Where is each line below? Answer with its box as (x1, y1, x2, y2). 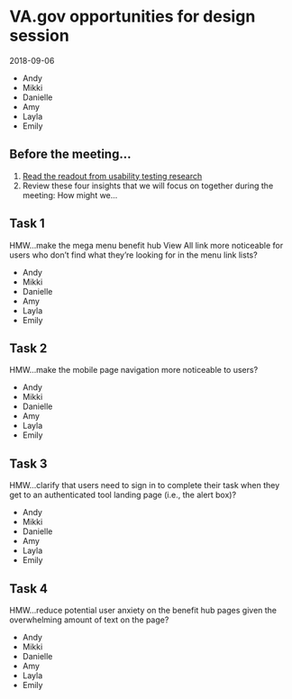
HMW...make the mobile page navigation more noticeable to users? (9, 365, 259, 376)
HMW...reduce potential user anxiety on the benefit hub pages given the (9, 605, 278, 615)
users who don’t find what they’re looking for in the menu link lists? (9, 250, 259, 260)
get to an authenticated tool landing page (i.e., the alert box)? (9, 489, 237, 501)
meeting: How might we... (22, 189, 118, 200)
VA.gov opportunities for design (9, 6, 256, 27)
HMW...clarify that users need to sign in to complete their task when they (9, 480, 280, 491)
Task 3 (9, 456, 48, 471)
